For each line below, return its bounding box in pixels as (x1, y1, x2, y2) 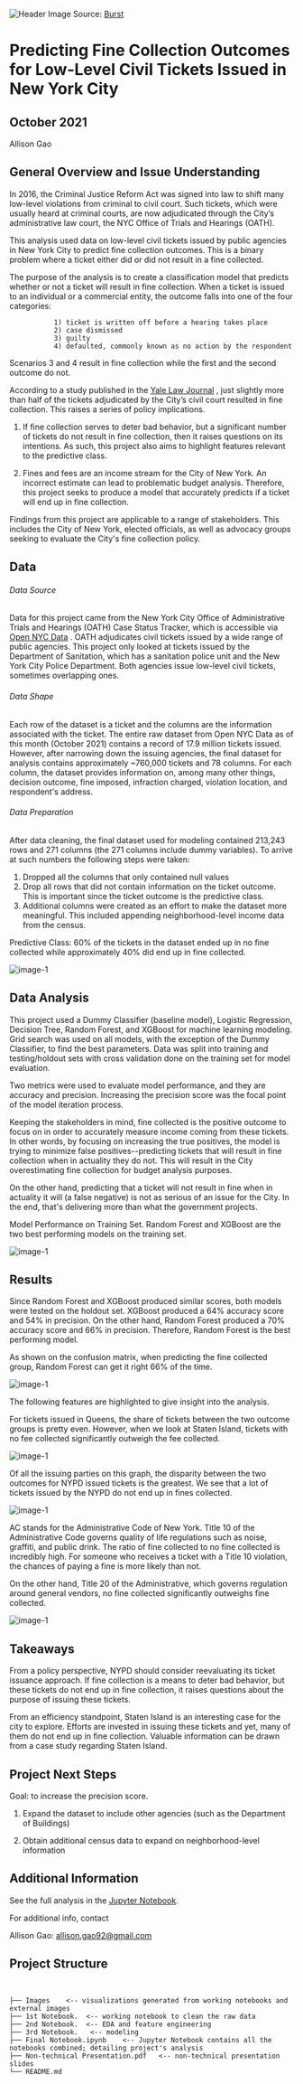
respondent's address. (9, 786, 93, 797)
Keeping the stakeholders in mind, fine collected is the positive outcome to (9, 1116, 287, 1127)
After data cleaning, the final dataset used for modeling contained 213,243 (9, 834, 286, 845)
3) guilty (53, 333, 91, 343)
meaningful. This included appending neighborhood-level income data (22, 909, 285, 921)
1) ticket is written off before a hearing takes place (53, 317, 269, 327)
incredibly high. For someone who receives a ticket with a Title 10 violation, (9, 1551, 289, 1563)
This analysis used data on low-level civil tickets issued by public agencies (9, 235, 287, 246)
